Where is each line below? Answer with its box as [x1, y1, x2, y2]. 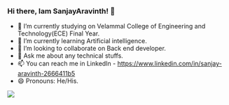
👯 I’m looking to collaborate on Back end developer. [17, 45, 167, 53]
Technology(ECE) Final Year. [17, 29, 100, 38]
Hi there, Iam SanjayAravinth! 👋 [7, 6, 116, 16]
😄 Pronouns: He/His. [17, 76, 79, 86]
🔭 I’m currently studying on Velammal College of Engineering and [17, 22, 206, 31]
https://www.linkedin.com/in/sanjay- [117, 59, 222, 68]
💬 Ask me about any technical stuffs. [17, 51, 124, 60]
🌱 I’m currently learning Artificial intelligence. [17, 37, 147, 45]
